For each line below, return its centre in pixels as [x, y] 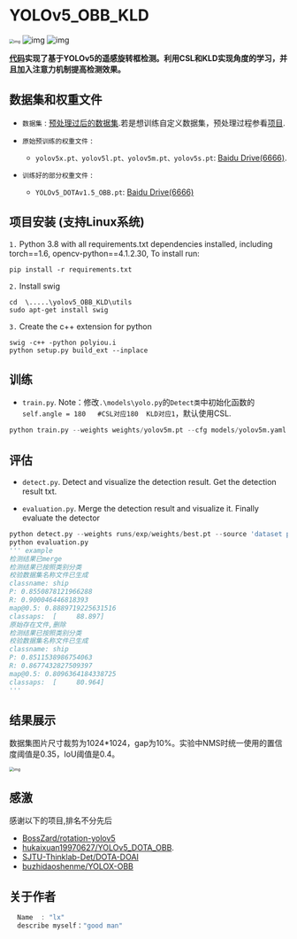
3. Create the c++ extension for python [80, 326]
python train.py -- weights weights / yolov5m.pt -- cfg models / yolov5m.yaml [148, 430]
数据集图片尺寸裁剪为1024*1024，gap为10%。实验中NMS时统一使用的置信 [146, 743]
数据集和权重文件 [56, 100]
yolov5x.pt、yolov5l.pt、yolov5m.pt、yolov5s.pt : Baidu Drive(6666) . [161, 158]
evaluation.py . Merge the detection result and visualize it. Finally [140, 509]
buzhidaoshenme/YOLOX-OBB [78, 866]
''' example [31, 550]
